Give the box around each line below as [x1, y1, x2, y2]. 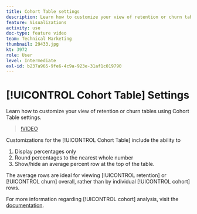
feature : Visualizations [6, 19, 67, 25]
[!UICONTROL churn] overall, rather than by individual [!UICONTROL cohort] [6, 178, 191, 185]
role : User [6, 52, 33, 58]
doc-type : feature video [6, 30, 67, 36]
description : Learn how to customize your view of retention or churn [6, 14, 182, 20]
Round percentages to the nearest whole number [14, 154, 134, 161]
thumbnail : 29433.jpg [6, 42, 59, 47]
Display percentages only [14, 148, 76, 155]
